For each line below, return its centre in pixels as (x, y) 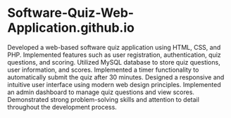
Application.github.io (71, 28)
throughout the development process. (62, 107)
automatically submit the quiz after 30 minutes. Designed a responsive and (116, 77)
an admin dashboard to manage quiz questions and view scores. (101, 92)
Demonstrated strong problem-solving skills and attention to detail (103, 99)
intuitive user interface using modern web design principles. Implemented (114, 84)
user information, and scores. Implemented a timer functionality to (103, 70)
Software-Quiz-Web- (71, 13)
